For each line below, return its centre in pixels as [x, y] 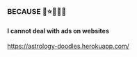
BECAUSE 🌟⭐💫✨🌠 [37, 11]
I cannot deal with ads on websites [58, 31]
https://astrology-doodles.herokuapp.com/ [68, 46]
